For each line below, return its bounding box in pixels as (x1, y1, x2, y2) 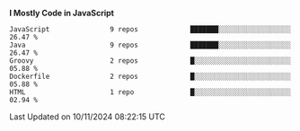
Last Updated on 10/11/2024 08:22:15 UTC (9, 111, 166, 122)
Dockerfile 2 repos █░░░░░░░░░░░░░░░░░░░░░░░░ (9, 72, 292, 81)
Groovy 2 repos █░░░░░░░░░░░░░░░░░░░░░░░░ (9, 57, 292, 65)
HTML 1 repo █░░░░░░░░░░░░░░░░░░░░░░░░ (9, 88, 292, 97)
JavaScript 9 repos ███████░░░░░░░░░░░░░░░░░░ (9, 25, 292, 34)
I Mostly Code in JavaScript (9, 8, 115, 18)
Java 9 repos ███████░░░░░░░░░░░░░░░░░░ (9, 40, 292, 49)
